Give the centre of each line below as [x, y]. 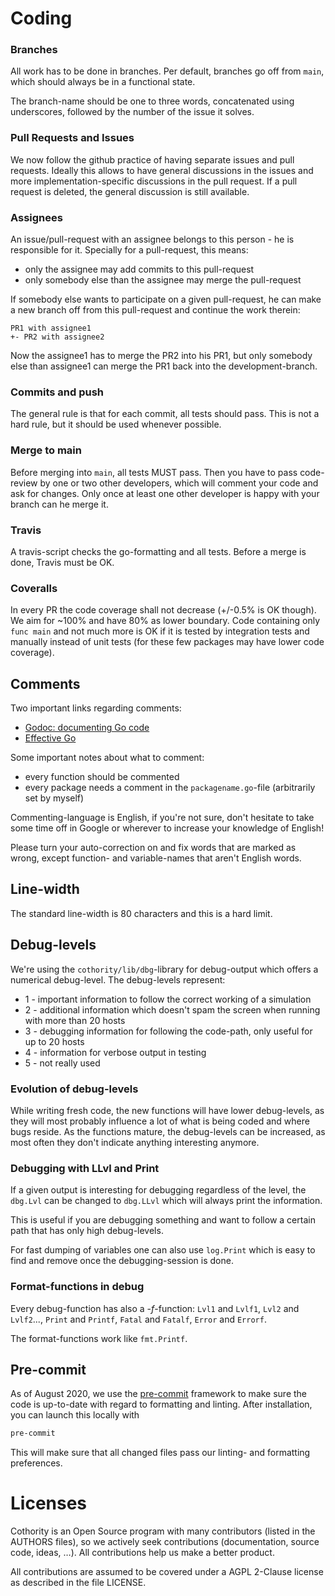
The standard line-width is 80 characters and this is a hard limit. [141, 913]
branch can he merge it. [59, 504]
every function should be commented [102, 777]
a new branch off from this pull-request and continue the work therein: [155, 310]
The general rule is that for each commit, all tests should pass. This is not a [165, 414]
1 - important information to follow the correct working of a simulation [168, 999]
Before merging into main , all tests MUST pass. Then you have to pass [154, 472]
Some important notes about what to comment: [107, 758]
